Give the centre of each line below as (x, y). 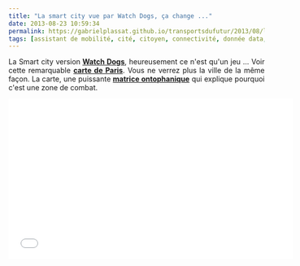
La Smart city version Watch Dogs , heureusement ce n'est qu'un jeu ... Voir (137, 62)
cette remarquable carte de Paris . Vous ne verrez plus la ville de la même (137, 71)
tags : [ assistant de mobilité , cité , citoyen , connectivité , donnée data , (138, 39)
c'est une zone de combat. (53, 88)
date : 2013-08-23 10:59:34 (54, 24)
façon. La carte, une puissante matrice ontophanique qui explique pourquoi (137, 79)
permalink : (27, 31)
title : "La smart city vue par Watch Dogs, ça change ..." (111, 16)
